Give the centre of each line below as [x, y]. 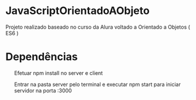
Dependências [42, 57]
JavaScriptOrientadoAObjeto [78, 11]
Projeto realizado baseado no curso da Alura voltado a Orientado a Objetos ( [98, 27]
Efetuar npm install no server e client [58, 73]
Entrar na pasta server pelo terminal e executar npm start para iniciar [97, 84]
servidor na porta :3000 [43, 90]
